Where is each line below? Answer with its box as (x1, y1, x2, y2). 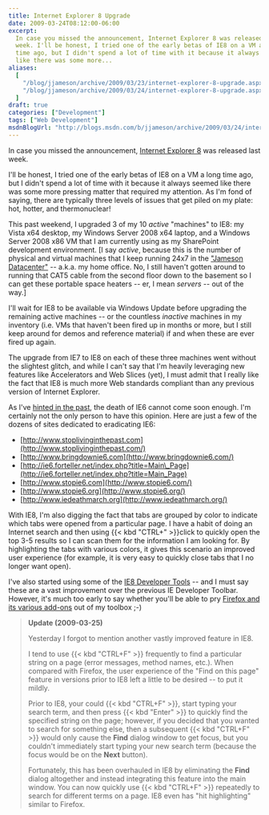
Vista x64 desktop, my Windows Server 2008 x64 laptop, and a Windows (8, 228, 251, 237)
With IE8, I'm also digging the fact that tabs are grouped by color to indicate (8, 510, 258, 520)
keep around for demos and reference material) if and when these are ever (8, 328, 255, 338)
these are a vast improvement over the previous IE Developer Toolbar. (8, 585, 239, 594)
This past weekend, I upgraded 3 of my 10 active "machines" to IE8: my (8, 219, 244, 229)
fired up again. (8, 337, 57, 347)
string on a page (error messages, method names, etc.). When (27, 657, 234, 667)
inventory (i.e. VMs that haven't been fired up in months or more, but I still (8, 320, 252, 330)
